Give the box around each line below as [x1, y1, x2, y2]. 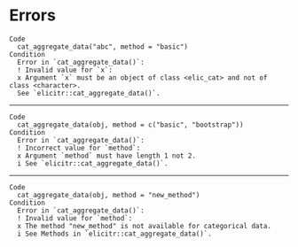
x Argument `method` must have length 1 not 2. [17, 151, 197, 160]
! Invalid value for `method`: [17, 213, 133, 222]
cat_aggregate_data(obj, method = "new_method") [17, 190, 200, 199]
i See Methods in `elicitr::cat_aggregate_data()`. [17, 229, 213, 238]
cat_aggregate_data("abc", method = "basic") [17, 42, 189, 51]
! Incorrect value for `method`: [17, 143, 141, 152]
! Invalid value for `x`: [17, 66, 114, 74]
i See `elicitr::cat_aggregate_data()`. [17, 158, 169, 168]
